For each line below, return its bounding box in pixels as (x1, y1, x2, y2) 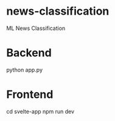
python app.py (6, 66, 43, 73)
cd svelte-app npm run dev (6, 108, 75, 115)
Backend (6, 46, 52, 60)
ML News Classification (6, 24, 66, 32)
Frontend (6, 87, 54, 101)
